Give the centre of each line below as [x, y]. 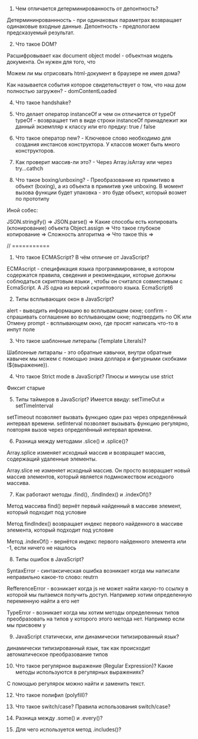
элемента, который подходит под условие [60, 530]
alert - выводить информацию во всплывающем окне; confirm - [87, 311]
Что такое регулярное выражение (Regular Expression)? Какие [94, 666]
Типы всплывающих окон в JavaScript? [64, 299]
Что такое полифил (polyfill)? [51, 695]
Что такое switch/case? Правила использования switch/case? [93, 706]
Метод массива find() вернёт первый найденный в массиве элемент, [94, 506]
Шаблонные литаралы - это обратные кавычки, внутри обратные [89, 352]
